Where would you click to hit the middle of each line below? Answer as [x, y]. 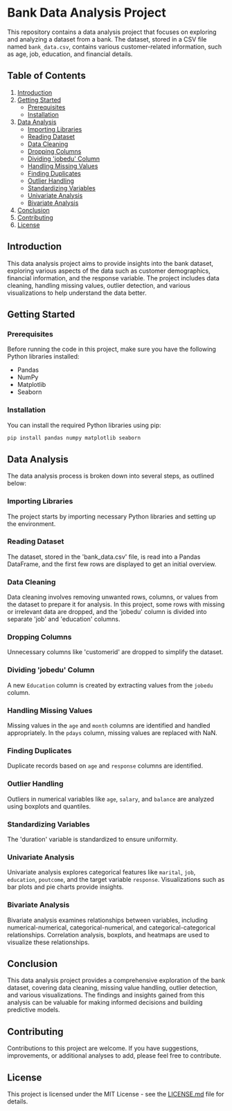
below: [17, 483]
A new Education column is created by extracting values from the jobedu [110, 685]
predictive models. [34, 1010]
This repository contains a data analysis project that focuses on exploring [112, 32]
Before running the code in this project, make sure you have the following [112, 349]
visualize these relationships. [48, 942]
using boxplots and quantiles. [49, 806]
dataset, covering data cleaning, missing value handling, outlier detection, [113, 988]
